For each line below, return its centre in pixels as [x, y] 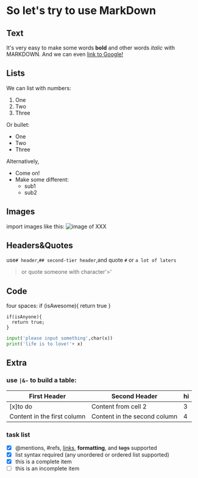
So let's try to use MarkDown [81, 11]
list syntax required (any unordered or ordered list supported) [92, 455]
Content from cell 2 [119, 406]
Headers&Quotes [40, 245]
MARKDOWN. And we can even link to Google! [65, 54]
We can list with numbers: [39, 88]
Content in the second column [134, 416]
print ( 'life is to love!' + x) [45, 344]
